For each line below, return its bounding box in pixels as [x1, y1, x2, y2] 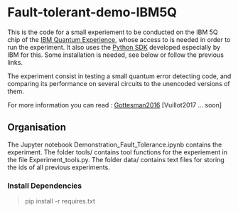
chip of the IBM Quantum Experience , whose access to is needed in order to [7, 35, 231, 43]
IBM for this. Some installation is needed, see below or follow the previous [7, 51, 224, 59]
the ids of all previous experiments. [7, 163, 110, 171]
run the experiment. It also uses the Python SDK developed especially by [7, 43, 221, 51]
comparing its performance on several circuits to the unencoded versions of [7, 79, 231, 88]
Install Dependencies [7, 181, 82, 191]
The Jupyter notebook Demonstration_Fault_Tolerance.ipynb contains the [7, 140, 222, 149]
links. [7, 58, 23, 66]
